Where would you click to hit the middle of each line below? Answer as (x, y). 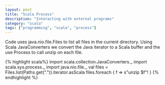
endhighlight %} (22, 78)
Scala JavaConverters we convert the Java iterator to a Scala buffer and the (82, 47)
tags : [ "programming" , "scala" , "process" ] (51, 28)
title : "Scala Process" (30, 14)
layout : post (19, 10)
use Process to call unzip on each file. (44, 53)
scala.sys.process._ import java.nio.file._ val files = (57, 67)
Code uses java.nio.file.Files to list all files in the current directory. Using (79, 42)
